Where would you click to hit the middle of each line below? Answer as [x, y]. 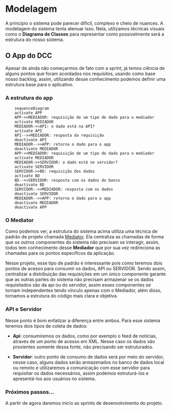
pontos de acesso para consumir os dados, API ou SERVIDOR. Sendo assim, [86, 269]
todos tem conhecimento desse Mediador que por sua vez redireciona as [83, 248]
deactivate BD [29, 185]
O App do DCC [29, 56]
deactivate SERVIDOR [36, 194]
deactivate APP [31, 208]
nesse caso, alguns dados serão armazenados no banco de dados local [89, 362]
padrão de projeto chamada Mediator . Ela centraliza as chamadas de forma [84, 237]
